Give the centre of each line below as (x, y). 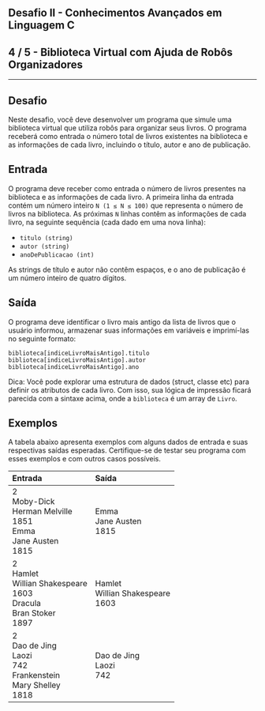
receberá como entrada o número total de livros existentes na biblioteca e (128, 137)
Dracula (27, 604)
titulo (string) (46, 238)
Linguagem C (41, 26)
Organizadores (46, 64)
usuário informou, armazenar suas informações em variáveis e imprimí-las (129, 330)
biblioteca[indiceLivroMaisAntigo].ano (74, 367)
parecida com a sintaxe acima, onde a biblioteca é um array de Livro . (123, 398)
